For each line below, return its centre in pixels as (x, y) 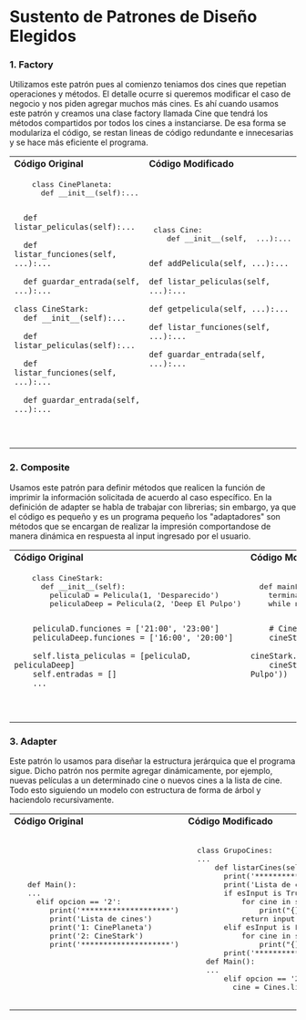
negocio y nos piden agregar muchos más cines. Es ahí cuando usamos (144, 104)
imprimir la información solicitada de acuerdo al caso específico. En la (141, 497)
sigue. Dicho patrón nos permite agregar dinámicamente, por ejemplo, (141, 771)
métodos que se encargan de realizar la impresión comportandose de (140, 526)
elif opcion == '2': (78, 902)
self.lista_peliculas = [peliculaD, (112, 655)
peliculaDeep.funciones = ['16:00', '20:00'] (133, 637)
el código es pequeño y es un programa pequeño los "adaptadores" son (145, 516)
